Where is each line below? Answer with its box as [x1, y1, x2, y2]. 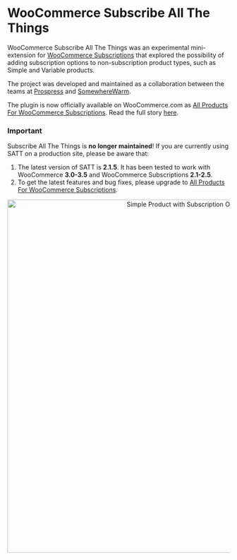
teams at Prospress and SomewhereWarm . [7, 87, 132, 95]
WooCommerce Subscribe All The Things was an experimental [7, 43, 190, 52]
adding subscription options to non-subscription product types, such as [7, 58, 217, 66]
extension [7, 51, 37, 59]
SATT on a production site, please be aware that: [7, 150, 150, 158]
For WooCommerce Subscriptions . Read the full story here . [7, 108, 179, 117]
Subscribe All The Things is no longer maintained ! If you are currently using [7, 142, 229, 150]
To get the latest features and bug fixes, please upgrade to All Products [17, 178, 225, 186]
